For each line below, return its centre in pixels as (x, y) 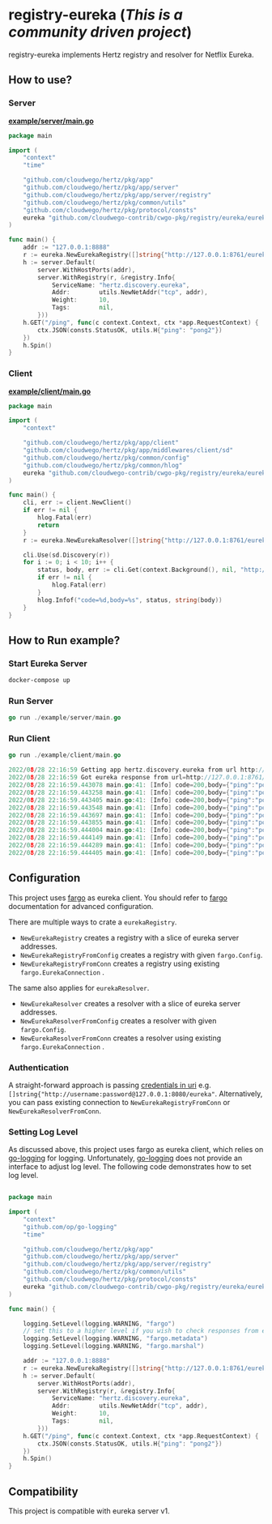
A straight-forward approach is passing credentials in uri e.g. (110, 1085)
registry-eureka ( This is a (96, 15)
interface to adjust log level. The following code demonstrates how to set (130, 1167)
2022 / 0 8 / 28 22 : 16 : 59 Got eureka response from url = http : (106, 778)
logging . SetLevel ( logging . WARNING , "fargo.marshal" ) (114, 1347)
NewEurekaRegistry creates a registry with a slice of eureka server (130, 937)
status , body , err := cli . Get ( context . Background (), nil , (137, 570)
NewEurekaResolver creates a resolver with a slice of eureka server (130, 1003)
